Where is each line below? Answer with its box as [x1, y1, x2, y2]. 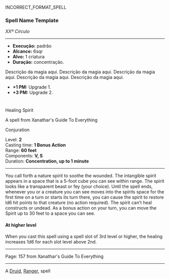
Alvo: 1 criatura [12, 54, 45, 60]
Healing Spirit [5, 107, 34, 113]
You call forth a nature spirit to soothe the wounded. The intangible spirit [5, 173, 156, 179]
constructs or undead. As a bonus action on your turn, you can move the [5, 205, 157, 211]
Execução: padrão [12, 43, 52, 49]
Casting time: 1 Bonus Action [5, 142, 66, 148]
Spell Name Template [5, 17, 59, 24]
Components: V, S [5, 153, 43, 159]
